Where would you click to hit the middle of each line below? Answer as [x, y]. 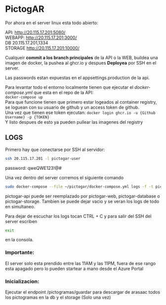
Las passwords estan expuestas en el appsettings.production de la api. [77, 77]
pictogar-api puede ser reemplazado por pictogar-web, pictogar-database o [83, 196]
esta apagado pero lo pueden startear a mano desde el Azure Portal [74, 268]
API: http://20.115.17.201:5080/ [35, 32]
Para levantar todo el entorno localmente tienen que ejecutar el [69, 87]
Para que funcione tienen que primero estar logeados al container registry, [81, 102]
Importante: [20, 253]
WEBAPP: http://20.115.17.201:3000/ [41, 38]
